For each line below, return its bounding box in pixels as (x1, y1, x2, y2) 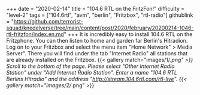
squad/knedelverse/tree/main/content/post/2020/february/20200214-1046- (6, 24, 194, 31)
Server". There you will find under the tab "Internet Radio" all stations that (6, 50, 187, 57)
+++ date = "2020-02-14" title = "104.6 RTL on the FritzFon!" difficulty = (6, 5, 185, 12)
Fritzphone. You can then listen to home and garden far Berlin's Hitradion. (6, 37, 188, 44)
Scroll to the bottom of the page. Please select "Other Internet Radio (6, 63, 175, 70)
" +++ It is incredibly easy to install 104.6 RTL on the (63, 31, 193, 38)
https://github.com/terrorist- (13, 18, 84, 25)
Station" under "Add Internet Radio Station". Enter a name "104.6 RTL (6, 69, 178, 76)
